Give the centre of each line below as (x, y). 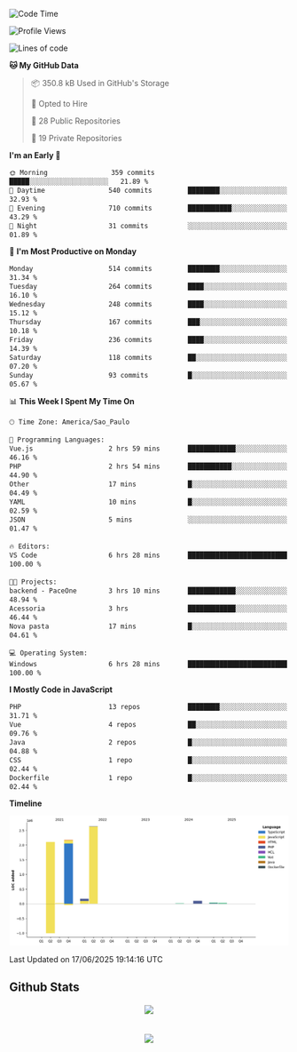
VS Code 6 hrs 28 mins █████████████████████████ (148, 555)
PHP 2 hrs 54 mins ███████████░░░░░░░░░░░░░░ (148, 466)
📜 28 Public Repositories (76, 121)
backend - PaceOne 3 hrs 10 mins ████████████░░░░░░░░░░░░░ (148, 591)
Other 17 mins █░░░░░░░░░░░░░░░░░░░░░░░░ (148, 484)
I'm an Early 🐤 (35, 155)
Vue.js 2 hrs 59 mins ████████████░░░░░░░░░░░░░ (148, 449)
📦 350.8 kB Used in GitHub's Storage (100, 83)
